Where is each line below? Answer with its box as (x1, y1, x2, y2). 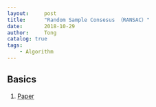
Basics (7, 73, 36, 86)
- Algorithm (19, 49, 54, 56)
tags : (7, 42, 23, 49)
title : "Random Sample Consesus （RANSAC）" (7, 16, 150, 23)
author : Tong (7, 29, 57, 36)
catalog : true (7, 36, 48, 43)
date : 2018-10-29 (7, 23, 76, 29)
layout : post (7, 10, 57, 17)
